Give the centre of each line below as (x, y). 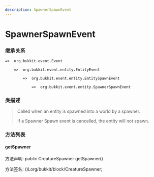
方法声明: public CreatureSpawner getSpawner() (54, 158)
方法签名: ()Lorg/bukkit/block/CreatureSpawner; (54, 169)
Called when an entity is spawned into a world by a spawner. (79, 111)
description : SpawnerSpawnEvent (38, 10)
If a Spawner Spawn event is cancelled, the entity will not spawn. (83, 121)
